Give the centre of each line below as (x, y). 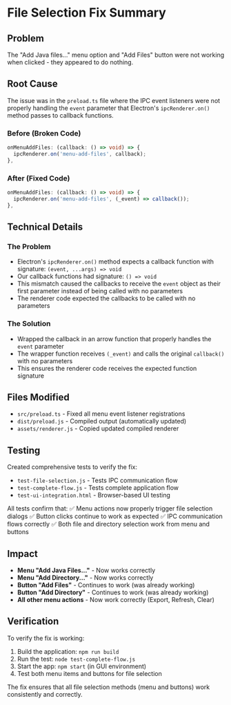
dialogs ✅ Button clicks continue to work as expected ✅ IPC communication (115, 516)
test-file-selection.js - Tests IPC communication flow (97, 480)
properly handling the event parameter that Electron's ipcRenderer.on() (109, 108)
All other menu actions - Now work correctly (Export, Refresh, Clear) (116, 600)
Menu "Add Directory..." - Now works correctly (85, 578)
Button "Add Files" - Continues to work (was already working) (106, 585)
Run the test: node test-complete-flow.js (76, 659)
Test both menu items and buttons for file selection (89, 673)
